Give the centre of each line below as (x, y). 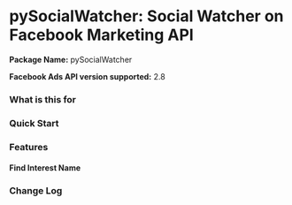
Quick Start (34, 123)
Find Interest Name (45, 168)
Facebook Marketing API (102, 35)
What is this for (43, 99)
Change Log (36, 191)
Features (29, 147)
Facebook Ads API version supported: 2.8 (87, 76)
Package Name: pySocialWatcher (71, 59)
